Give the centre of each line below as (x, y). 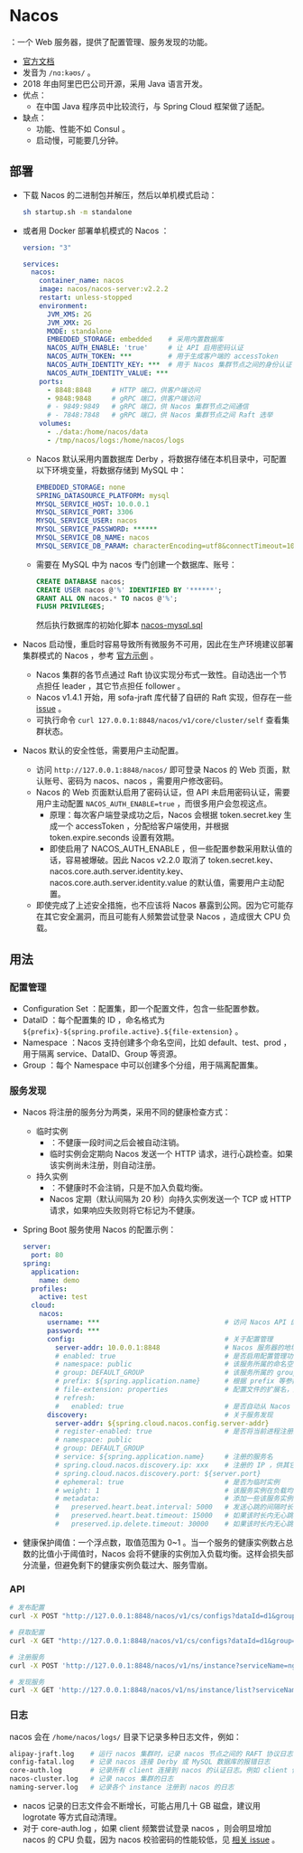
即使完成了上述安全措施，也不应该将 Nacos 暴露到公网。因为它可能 (161, 906)
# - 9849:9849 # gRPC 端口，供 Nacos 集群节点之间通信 (148, 407)
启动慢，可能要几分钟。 (79, 140)
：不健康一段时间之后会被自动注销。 (117, 1143)
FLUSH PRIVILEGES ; (70, 607)
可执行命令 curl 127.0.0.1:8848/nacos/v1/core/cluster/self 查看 (159, 720)
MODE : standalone (79, 331)
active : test (64, 1297)
